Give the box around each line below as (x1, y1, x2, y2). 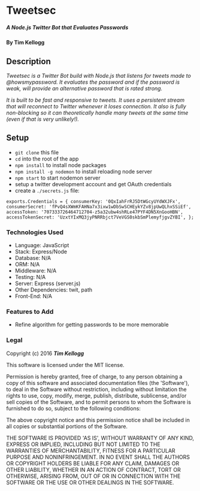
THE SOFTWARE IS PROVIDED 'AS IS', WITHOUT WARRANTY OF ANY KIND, (6, 434, 195, 441)
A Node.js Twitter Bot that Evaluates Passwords (6, 23, 129, 31)
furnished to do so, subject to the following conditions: (6, 405, 141, 412)
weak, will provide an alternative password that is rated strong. (6, 84, 163, 92)
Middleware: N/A (14, 267, 57, 274)
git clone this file (14, 148, 59, 156)
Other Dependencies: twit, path (14, 286, 93, 293)
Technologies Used (6, 228, 64, 237)
